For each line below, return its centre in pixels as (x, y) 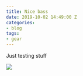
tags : (13, 34)
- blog (14, 28)
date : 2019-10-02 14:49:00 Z (41, 17)
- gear (14, 39)
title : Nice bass (27, 11)
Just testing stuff (27, 56)
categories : (20, 22)
